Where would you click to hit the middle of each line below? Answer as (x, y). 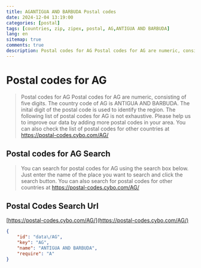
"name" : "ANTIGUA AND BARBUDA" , (57, 248)
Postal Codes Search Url (52, 206)
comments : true (25, 45)
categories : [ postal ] (33, 23)
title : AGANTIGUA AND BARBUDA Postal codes (61, 12)
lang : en (17, 34)
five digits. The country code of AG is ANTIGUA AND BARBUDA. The (105, 103)
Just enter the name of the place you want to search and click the (102, 175)
